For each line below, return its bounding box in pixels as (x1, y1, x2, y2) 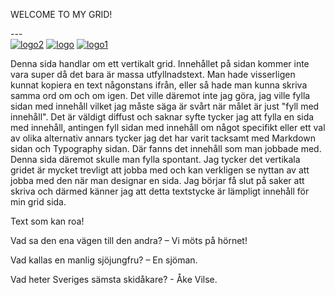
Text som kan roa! (10, 215, 85, 227)
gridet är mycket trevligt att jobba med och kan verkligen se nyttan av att (10, 164, 310, 176)
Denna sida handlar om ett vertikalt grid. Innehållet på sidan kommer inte (10, 58, 310, 69)
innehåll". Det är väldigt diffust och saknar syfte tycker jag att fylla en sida (10, 111, 315, 123)
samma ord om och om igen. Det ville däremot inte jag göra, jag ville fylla (10, 90, 311, 101)
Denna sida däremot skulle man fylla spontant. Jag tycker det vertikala (10, 154, 301, 165)
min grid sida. (10, 196, 67, 208)
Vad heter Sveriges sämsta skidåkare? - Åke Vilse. (10, 274, 218, 285)
